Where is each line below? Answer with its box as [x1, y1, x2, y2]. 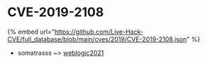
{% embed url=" [7, 27, 55, 36]
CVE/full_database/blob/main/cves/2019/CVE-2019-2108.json [7, 34, 187, 43]
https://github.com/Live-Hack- [54, 27, 144, 36]
